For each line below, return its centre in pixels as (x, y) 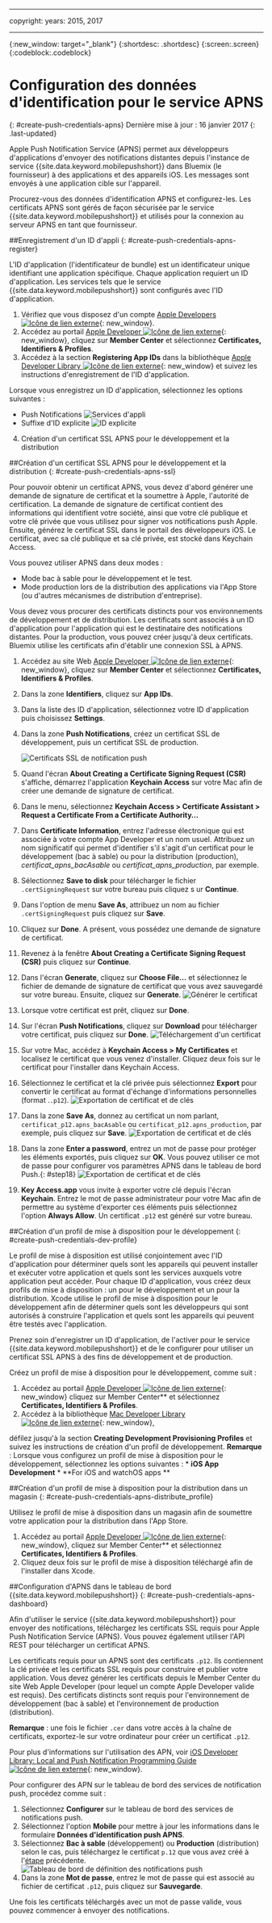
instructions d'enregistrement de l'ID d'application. (105, 374)
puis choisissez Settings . (63, 718)
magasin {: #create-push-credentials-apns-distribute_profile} (111, 1496)
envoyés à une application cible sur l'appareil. (85, 183)
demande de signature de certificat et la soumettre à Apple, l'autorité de (129, 495)
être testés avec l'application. (58, 1324)
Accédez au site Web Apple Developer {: (128, 661)
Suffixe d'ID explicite (55, 423)
